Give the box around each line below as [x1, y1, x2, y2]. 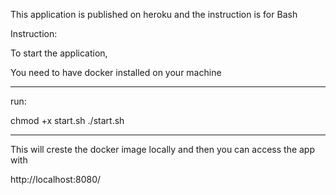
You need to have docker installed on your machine [10, 67, 222, 78]
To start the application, [10, 47, 108, 59]
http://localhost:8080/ [10, 174, 102, 185]
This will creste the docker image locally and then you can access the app [10, 144, 316, 155]
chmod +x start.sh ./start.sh [10, 115, 125, 126]
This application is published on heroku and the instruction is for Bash [10, 9, 298, 20]
